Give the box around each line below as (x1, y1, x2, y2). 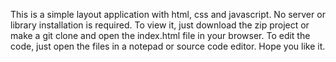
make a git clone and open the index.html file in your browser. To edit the (10, 30, 311, 41)
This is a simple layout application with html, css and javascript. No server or (10, 9, 326, 20)
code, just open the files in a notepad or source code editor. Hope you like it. (10, 40, 326, 52)
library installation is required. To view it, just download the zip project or (10, 19, 310, 31)
